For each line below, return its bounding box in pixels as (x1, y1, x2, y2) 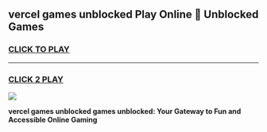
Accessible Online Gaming (8, 115, 98, 124)
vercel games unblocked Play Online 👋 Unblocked (8, 8, 259, 21)
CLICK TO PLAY (8, 44, 70, 55)
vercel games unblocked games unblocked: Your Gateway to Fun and (8, 106, 242, 115)
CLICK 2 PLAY (8, 74, 64, 85)
